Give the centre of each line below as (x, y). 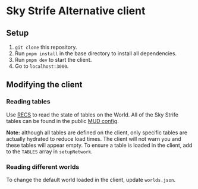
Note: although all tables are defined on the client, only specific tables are (97, 133)
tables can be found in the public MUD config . (62, 121)
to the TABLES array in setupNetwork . (50, 151)
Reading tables (28, 102)
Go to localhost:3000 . (42, 66)
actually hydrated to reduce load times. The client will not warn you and (94, 138)
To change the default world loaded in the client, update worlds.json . (91, 179)
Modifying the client (44, 85)
